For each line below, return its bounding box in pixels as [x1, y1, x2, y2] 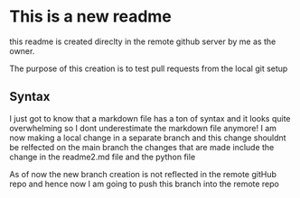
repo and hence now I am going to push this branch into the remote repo [9, 178, 280, 189]
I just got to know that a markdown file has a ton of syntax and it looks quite [9, 112, 291, 123]
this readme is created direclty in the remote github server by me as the [9, 36, 277, 47]
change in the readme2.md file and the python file [9, 151, 196, 162]
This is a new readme [9, 6, 172, 27]
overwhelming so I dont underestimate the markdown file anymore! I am [9, 122, 277, 133]
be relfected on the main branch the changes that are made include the [9, 141, 275, 152]
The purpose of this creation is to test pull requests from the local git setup [9, 63, 288, 74]
